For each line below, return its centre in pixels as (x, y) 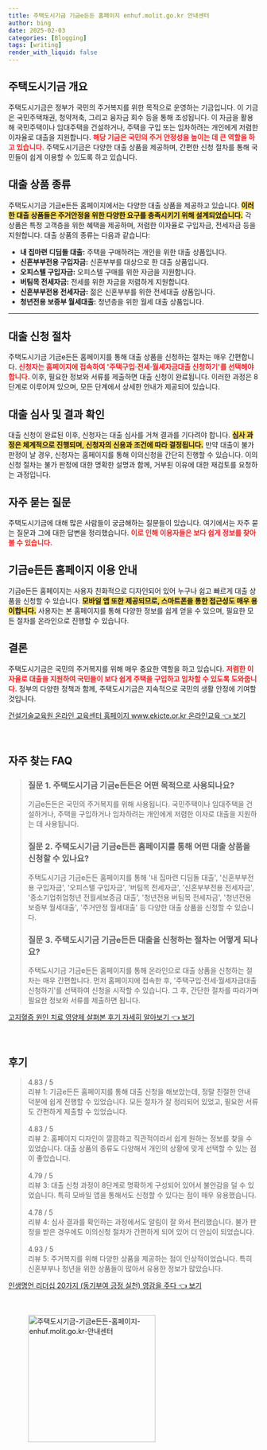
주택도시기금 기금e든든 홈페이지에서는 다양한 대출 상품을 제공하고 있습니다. (124, 205)
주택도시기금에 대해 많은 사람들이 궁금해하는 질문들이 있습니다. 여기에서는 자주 (129, 523)
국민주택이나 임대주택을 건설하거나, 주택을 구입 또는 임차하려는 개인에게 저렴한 (137, 127)
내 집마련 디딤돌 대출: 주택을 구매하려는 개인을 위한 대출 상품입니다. (123, 252)
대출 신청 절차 (40, 337)
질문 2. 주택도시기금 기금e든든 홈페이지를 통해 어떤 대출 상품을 (139, 847)
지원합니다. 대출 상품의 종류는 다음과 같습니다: (79, 235)
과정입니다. (34, 475)
